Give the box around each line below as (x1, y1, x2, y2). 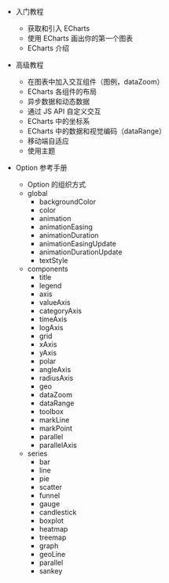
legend (39, 281, 62, 290)
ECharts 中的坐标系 (27, 117, 90, 126)
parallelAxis (39, 441, 77, 449)
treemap (39, 532, 67, 542)
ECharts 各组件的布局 (27, 87, 97, 96)
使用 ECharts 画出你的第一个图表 (27, 34, 134, 43)
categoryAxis (39, 307, 83, 315)
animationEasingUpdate (39, 239, 116, 248)
